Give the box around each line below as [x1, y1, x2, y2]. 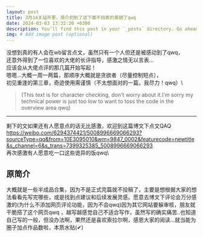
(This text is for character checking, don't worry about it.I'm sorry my [21, 92, 193, 99]
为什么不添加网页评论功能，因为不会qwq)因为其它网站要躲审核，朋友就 [19, 201, 196, 208]
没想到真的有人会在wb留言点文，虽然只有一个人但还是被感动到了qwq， [6, 49, 184, 56]
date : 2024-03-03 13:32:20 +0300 [6, 20, 91, 26]
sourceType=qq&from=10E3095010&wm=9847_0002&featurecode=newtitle [6, 136, 195, 143]
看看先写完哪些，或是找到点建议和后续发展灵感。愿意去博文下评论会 [11, 193, 181, 201]
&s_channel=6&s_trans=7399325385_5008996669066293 [6, 142, 153, 149]
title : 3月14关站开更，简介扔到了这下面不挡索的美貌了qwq [6, 15, 136, 21]
